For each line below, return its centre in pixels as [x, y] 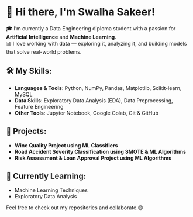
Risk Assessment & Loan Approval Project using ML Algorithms [93, 158]
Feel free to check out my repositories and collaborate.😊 [75, 208]
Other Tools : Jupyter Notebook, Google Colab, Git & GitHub [87, 113]
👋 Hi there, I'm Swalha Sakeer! [81, 12]
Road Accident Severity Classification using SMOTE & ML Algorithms [100, 151]
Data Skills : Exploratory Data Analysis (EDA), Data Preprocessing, [94, 100]
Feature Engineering [39, 106]
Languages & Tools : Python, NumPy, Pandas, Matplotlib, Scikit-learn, [98, 88]
